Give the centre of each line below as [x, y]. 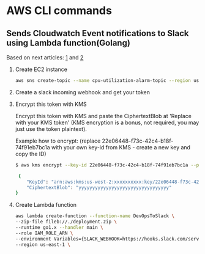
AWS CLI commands [59, 11]
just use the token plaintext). [51, 129]
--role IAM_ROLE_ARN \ [44, 233]
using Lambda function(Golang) [68, 43]
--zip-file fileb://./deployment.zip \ [66, 222]
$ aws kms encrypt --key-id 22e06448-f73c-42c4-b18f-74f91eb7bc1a [102, 165]
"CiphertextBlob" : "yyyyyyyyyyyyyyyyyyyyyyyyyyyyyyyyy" [99, 187]
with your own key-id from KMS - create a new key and [121, 147]
